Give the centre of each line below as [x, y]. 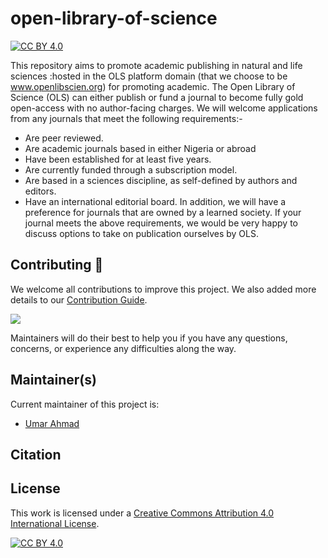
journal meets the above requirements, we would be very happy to [161, 223]
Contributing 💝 [57, 265]
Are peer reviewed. [64, 138]
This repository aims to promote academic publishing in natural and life [156, 65]
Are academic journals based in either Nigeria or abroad [140, 148]
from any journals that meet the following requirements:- [126, 118]
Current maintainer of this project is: [85, 404]
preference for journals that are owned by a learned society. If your [163, 212]
